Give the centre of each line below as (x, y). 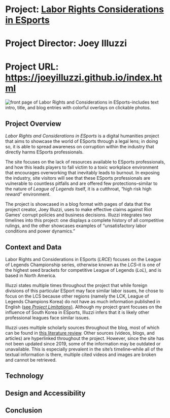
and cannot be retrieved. (31, 360)
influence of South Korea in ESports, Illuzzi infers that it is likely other (77, 312)
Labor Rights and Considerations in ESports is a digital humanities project (82, 136)
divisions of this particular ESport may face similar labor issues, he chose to (84, 291)
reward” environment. (28, 195)
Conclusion (24, 411)
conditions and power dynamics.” (40, 231)
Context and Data (33, 247)
